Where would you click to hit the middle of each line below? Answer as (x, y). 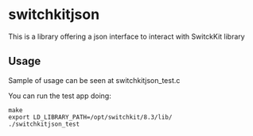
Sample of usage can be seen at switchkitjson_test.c (94, 80)
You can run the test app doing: (60, 96)
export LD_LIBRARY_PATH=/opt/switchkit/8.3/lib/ (90, 117)
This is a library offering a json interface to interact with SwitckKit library (127, 36)
